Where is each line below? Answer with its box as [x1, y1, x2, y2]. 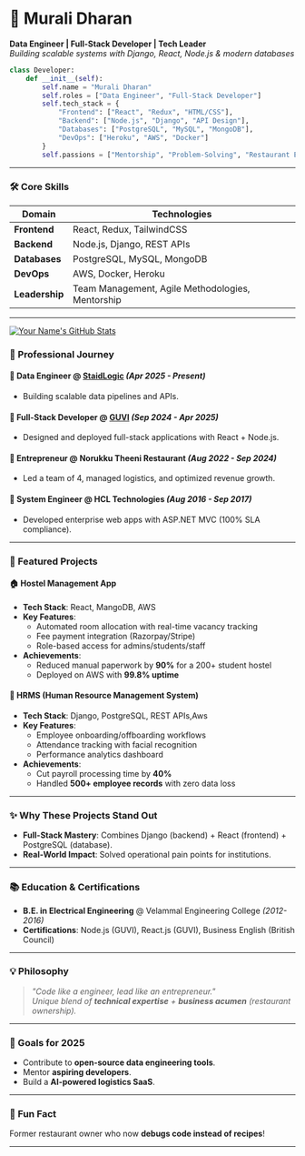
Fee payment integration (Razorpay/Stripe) [35, 630, 196, 641]
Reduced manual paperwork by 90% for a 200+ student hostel [35, 659, 272, 670]
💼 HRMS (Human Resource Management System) [9, 690, 200, 701]
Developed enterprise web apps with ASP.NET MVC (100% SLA [22, 514, 261, 525]
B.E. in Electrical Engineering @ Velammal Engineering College [22, 905, 261, 916]
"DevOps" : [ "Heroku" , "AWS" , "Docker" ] [57, 133, 209, 142]
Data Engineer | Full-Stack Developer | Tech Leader [9, 38, 207, 49]
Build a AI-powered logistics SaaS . [22, 1077, 156, 1088]
